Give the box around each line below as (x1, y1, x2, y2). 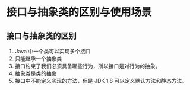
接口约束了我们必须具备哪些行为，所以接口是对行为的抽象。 (14, 63, 161, 69)
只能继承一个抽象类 (14, 55, 62, 62)
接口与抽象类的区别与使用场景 (6, 5, 153, 19)
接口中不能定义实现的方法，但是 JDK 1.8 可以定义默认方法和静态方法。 (14, 78, 188, 84)
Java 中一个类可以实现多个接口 (14, 48, 91, 54)
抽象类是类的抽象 (14, 70, 57, 77)
